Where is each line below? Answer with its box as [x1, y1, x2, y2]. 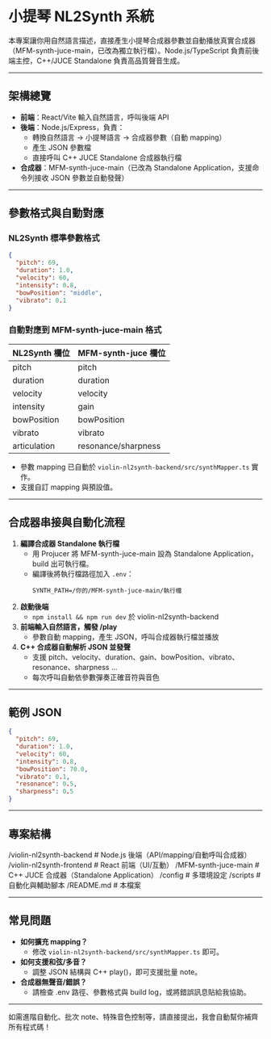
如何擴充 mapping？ [19, 936, 89, 946]
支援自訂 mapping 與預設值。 [19, 482, 118, 492]
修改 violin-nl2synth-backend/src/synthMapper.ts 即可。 [31, 946, 224, 957]
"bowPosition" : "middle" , [15, 288, 103, 297]
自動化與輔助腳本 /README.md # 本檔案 [8, 880, 141, 890]
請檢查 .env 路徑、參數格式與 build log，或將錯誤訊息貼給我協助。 [31, 987, 252, 997]
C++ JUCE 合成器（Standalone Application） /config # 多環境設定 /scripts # [8, 869, 261, 880]
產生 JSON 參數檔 [31, 142, 91, 152]
